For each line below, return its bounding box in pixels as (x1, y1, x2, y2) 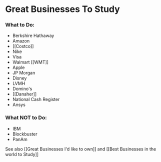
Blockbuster (12, 131, 37, 137)
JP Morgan (12, 70, 35, 76)
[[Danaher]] (12, 91, 37, 97)
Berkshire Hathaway (12, 32, 54, 38)
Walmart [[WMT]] (12, 59, 49, 65)
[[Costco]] (12, 43, 34, 49)
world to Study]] (5, 151, 39, 157)
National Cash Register (12, 96, 60, 102)
